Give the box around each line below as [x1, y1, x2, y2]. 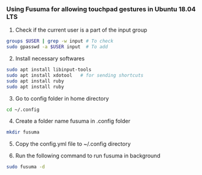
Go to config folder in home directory [15, 95, 109, 102]
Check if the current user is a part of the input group [15, 26, 148, 34]
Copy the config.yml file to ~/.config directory [15, 140, 131, 148]
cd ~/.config [6, 106, 40, 113]
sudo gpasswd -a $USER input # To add [6, 44, 108, 50]
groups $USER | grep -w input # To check [6, 38, 114, 45]
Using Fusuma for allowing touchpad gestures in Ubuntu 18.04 [6, 5, 196, 13]
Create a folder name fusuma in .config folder [15, 118, 130, 125]
